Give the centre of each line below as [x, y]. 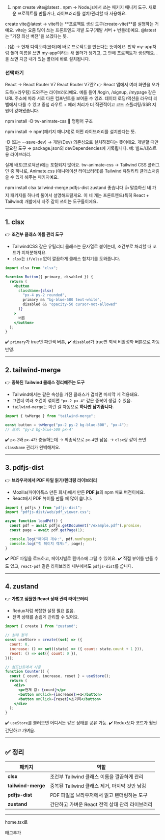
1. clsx [15, 222]
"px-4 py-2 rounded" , [45, 295]
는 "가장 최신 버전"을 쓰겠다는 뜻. [37, 36]
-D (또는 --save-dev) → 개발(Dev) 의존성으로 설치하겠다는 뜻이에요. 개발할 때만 [82, 142]
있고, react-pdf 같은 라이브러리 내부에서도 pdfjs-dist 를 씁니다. [72, 566]
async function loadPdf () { [34, 521]
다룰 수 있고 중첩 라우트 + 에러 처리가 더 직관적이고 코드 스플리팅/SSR [84, 104]
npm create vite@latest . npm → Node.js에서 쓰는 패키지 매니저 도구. [80, 7]
